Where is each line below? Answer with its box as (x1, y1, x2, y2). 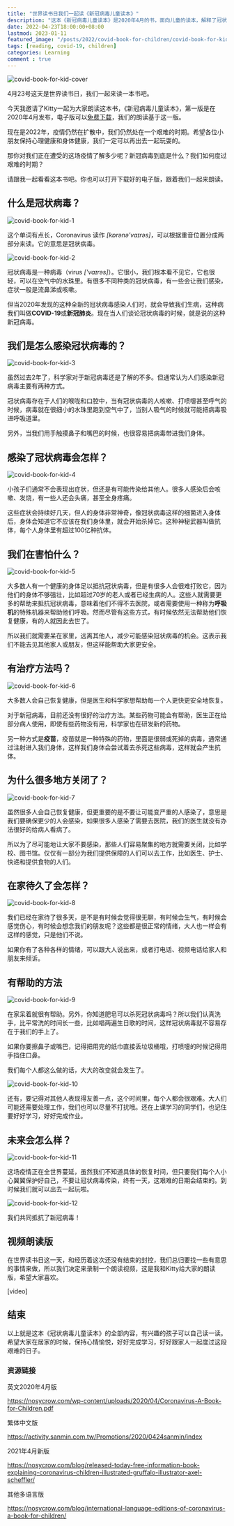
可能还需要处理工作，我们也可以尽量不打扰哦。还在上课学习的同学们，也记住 (7, 1103, 227, 1111)
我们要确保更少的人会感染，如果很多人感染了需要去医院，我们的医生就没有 (7, 816, 221, 825)
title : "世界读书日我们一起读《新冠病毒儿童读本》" (7, 10, 139, 17)
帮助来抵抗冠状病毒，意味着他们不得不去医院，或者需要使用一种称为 (19, 599, 214, 608)
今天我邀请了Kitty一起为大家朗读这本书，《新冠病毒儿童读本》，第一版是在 (7, 104, 216, 112)
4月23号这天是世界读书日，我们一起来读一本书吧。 (7, 89, 153, 98)
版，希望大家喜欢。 (7, 1272, 63, 1282)
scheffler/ (7, 1475, 36, 1484)
